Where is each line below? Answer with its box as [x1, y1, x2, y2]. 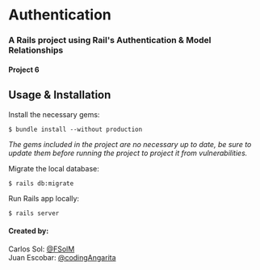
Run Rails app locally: [8, 193, 79, 203]
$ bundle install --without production [8, 125, 143, 133]
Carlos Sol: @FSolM [8, 244, 75, 254]
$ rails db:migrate [8, 179, 74, 188]
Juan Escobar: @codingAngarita [8, 252, 116, 262]
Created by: [8, 226, 49, 236]
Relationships [8, 44, 64, 56]
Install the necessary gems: [8, 109, 100, 119]
